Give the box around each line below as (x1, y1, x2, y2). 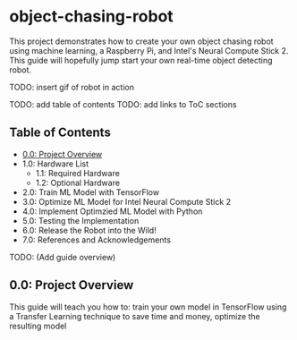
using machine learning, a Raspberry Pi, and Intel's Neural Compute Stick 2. (9, 45, 289, 55)
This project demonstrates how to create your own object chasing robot (9, 36, 275, 47)
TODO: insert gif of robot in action (9, 81, 134, 92)
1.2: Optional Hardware (35, 177, 121, 188)
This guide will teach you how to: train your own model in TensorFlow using (9, 302, 287, 312)
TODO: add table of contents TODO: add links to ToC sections (9, 98, 237, 109)
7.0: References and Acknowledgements (21, 234, 172, 245)
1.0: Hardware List (21, 158, 89, 169)
